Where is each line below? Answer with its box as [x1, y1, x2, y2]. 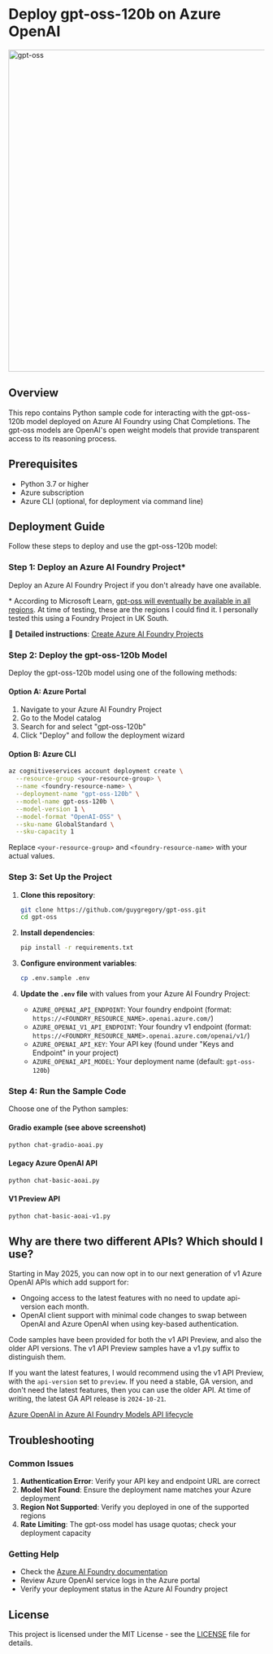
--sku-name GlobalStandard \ [15, 820, 115, 829]
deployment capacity [19, 1528, 92, 1538]
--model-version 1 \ [15, 805, 85, 813]
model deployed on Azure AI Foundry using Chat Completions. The [26, 416, 250, 426]
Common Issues [8, 1458, 75, 1469]
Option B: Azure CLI [8, 749, 76, 759]
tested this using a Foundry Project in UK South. [8, 613, 169, 623]
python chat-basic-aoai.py [8, 1176, 100, 1184]
